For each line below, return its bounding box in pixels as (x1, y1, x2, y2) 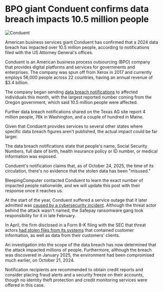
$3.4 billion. (5, 79, 29, 86)
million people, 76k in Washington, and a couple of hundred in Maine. (5, 114, 144, 120)
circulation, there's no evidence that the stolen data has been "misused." (5, 168, 151, 173)
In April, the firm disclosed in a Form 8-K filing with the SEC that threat (5, 222, 146, 228)
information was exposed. (5, 153, 57, 159)
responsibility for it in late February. (5, 212, 76, 218)
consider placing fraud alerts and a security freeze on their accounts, (5, 272, 144, 277)
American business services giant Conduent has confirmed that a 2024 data (5, 39, 158, 45)
